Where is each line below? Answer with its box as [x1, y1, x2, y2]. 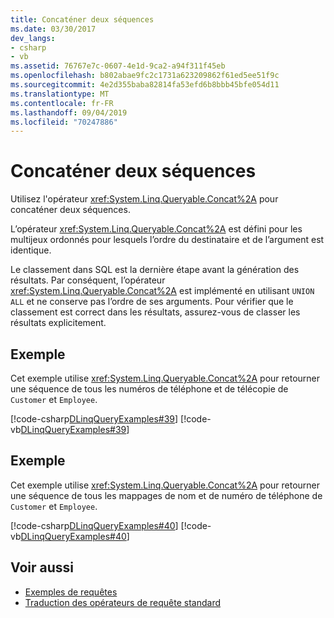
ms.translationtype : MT [10, 89, 110, 99]
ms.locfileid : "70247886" [10, 117, 118, 127]
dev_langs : [10, 33, 56, 43]
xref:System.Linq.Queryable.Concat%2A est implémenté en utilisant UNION [10, 285, 315, 297]
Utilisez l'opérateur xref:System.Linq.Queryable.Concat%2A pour [10, 193, 279, 205]
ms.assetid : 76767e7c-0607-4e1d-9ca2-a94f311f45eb [10, 61, 226, 71]
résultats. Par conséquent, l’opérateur [10, 274, 166, 286]
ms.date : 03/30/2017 [10, 24, 97, 34]
